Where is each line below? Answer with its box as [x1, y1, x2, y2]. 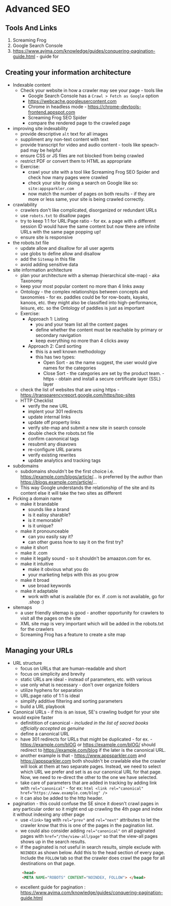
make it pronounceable [20, 528, 69, 534]
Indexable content [12, 81, 51, 88]
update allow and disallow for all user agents [20, 245, 114, 251]
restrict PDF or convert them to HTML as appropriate [20, 158, 132, 164]
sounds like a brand [28, 506, 70, 512]
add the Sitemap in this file [20, 256, 76, 262]
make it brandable [20, 500, 59, 507]
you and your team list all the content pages [35, 321, 128, 327]
